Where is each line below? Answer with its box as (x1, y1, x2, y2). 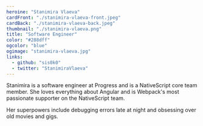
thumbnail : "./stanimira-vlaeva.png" (6, 25, 102, 32)
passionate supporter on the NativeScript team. (6, 94, 125, 102)
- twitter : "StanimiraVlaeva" (12, 65, 88, 71)
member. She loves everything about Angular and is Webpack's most (6, 88, 179, 96)
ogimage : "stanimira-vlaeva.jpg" (6, 48, 91, 55)
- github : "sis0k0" (12, 59, 61, 65)
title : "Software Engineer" (6, 31, 78, 38)
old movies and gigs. (6, 113, 59, 120)
